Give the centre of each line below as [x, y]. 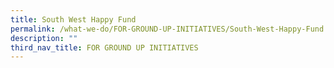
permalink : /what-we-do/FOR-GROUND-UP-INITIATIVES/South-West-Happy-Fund [167, 29]
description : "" [44, 38]
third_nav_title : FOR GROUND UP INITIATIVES [104, 47]
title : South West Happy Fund [73, 19]
